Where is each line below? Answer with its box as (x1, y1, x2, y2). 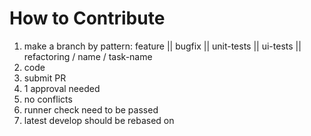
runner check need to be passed (23, 103, 159, 116)
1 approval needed (23, 82, 101, 94)
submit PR (23, 72, 67, 84)
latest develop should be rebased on (23, 114, 175, 126)
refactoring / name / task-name (23, 50, 153, 62)
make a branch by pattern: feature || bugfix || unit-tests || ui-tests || (23, 40, 302, 52)
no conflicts (23, 93, 73, 105)
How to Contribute (9, 7, 166, 30)
